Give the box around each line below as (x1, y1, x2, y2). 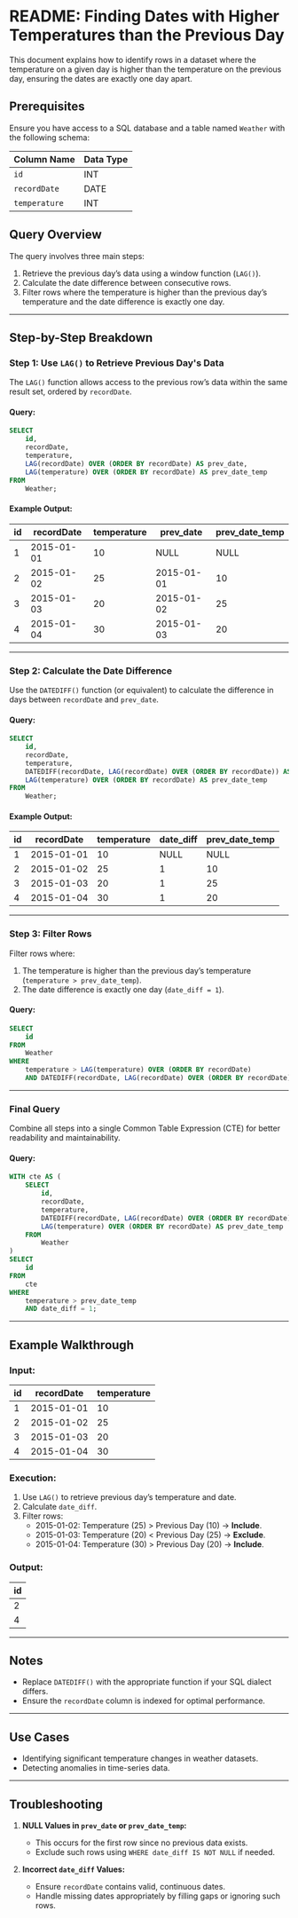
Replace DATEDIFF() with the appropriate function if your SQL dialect (21, 1677, 272, 1687)
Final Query (9, 1102, 60, 1115)
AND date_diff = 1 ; (25, 1305, 98, 1314)
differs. (21, 1686, 49, 1697)
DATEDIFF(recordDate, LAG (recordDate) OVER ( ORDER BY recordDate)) (25, 767, 279, 776)
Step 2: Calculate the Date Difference (9, 664, 173, 676)
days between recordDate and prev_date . (9, 694, 160, 705)
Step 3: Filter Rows (9, 927, 92, 940)
